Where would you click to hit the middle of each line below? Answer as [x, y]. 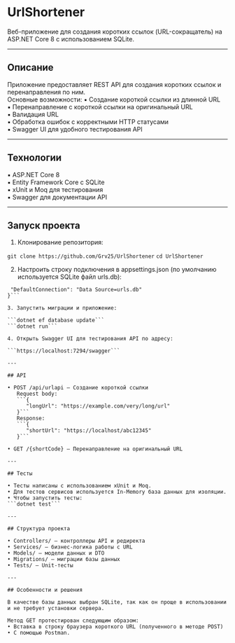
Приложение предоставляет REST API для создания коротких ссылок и [114, 84]
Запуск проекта [44, 225]
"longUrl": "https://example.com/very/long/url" [98, 406]
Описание [30, 68]
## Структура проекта [39, 529]
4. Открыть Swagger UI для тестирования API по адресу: [90, 339]
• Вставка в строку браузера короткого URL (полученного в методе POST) [115, 627]
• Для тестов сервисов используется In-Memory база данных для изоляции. [117, 492]
